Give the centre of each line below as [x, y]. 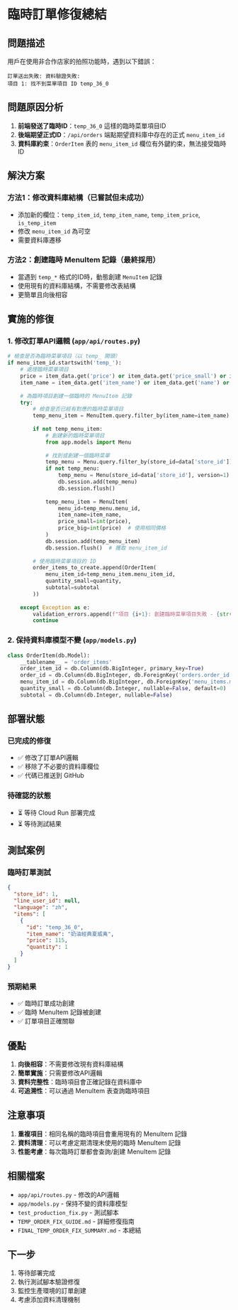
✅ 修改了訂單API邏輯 [48, 758]
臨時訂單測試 [29, 873]
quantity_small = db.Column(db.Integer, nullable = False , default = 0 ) [123, 689]
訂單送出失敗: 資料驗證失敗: [44, 76]
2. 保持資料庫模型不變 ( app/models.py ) [72, 640]
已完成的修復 [29, 741]
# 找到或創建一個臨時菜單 [78, 456]
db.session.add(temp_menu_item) [93, 541]
